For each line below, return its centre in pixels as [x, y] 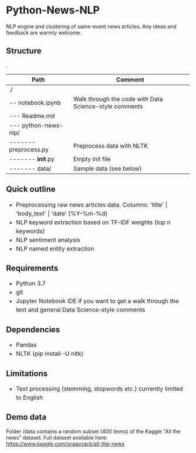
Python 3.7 [31, 283]
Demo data [26, 417]
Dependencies [33, 329]
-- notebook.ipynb [35, 102]
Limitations [27, 373]
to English [29, 397]
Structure [24, 51]
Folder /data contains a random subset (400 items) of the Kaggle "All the [93, 431]
